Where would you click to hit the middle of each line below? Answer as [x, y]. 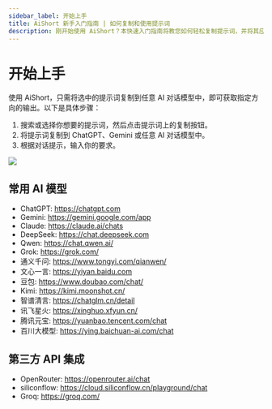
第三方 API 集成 [47, 359]
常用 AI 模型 [38, 189]
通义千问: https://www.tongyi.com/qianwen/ [93, 261]
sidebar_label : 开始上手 [48, 16]
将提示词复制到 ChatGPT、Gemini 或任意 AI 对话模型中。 [115, 136]
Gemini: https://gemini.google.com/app [85, 217]
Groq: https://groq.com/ [60, 396]
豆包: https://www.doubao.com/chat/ [82, 282]
